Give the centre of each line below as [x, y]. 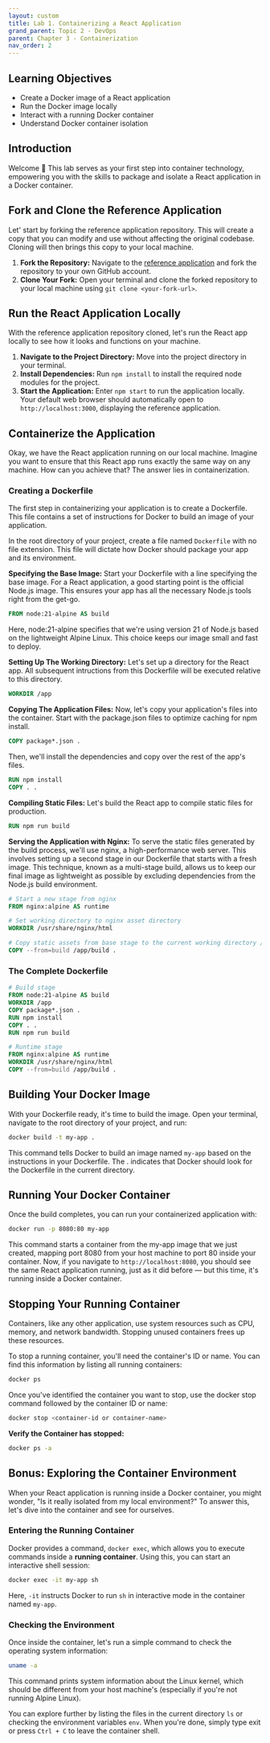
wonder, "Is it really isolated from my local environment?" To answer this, [129, 1501]
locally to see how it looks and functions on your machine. [104, 341]
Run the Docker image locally [69, 106]
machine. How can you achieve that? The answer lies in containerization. [129, 470]
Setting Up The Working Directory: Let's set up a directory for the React [129, 662]
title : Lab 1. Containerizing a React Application [95, 23]
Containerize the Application [82, 433]
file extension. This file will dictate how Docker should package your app [129, 550]
